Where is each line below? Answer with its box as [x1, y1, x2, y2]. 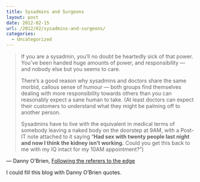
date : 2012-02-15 [6, 20, 50, 26]
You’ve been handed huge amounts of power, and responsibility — [20, 59, 186, 66]
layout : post [6, 14, 39, 20]
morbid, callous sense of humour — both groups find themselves [20, 84, 181, 90]
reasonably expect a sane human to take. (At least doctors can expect [20, 96, 194, 103]
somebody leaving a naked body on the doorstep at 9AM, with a [20, 127, 180, 134]
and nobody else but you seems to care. [20, 66, 121, 72]
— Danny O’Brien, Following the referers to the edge [6, 158, 135, 164]
